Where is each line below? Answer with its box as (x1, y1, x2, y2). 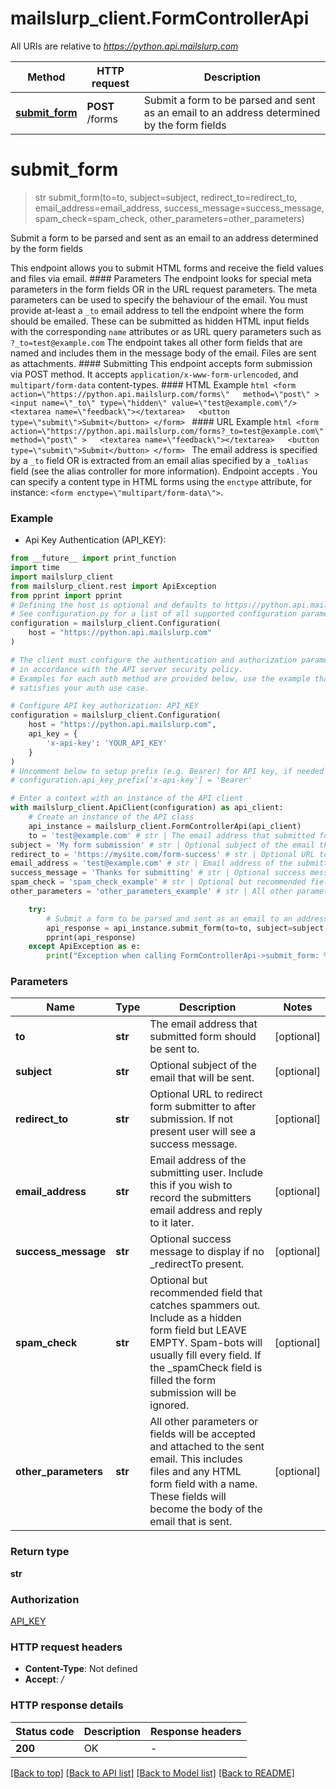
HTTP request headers (10, 1640, 123, 1654)
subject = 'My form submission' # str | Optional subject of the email (10, 840, 315, 850)
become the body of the (149, 1502, 263, 1516)
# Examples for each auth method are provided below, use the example (10, 673, 311, 684)
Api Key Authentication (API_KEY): (24, 534, 167, 546)
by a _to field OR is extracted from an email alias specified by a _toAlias (10, 454, 309, 466)
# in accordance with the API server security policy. (10, 664, 244, 674)
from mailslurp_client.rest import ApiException (10, 581, 217, 591)
